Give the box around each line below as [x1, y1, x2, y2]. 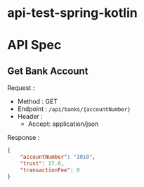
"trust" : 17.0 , [20, 160, 65, 167]
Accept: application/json [27, 120, 99, 128]
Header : [17, 112, 44, 121]
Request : [7, 84, 35, 92]
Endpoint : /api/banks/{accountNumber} [17, 105, 131, 113]
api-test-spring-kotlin [7, 5, 138, 21]
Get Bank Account [7, 65, 89, 77]
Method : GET [17, 97, 58, 106]
